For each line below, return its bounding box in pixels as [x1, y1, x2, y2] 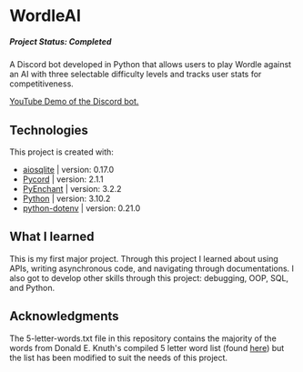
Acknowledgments [9, 308, 120, 324]
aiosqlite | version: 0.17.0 [22, 164, 115, 175]
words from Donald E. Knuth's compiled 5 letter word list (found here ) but [9, 342, 285, 353]
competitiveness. [9, 78, 75, 89]
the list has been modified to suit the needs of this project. [9, 352, 228, 363]
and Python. [9, 282, 56, 293]
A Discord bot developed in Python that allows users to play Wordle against [9, 59, 292, 70]
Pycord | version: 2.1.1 [22, 174, 104, 185]
